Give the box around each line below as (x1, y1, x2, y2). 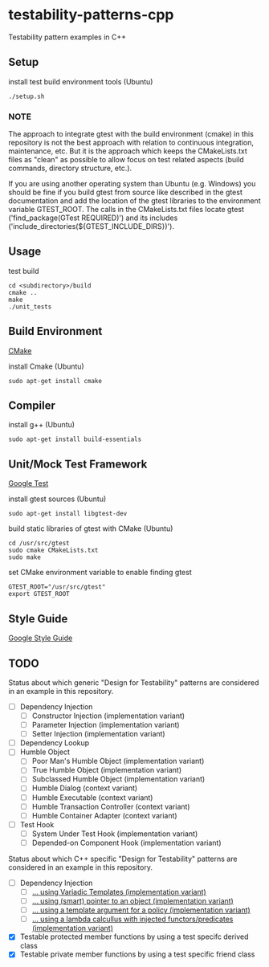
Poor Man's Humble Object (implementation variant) (31, 757, 205, 766)
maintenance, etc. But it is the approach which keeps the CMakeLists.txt (8, 146, 247, 156)
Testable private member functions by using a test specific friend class (19, 949, 255, 959)
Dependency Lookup (19, 738, 90, 748)
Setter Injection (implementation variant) (31, 729, 166, 739)
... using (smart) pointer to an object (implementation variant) (31, 896, 234, 906)
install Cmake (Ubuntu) (8, 361, 84, 371)
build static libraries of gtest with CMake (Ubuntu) (8, 524, 173, 533)
